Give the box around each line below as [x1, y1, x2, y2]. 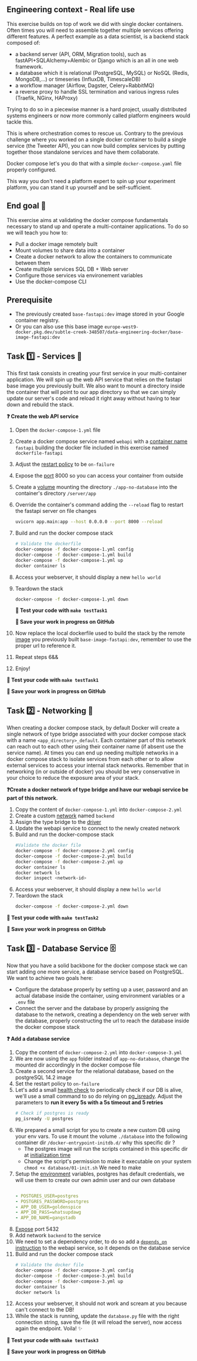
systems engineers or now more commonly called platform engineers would [6, 112, 191, 119]
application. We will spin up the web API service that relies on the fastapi [6, 376, 182, 383]
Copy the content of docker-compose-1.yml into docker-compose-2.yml [15, 806, 182, 813]
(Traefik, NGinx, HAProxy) [15, 94, 78, 101]
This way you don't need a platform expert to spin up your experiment [6, 177, 176, 184]
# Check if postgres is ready [15, 1110, 90, 1116]
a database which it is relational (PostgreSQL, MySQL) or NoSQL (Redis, [15, 69, 189, 76]
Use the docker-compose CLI [15, 278, 87, 285]
